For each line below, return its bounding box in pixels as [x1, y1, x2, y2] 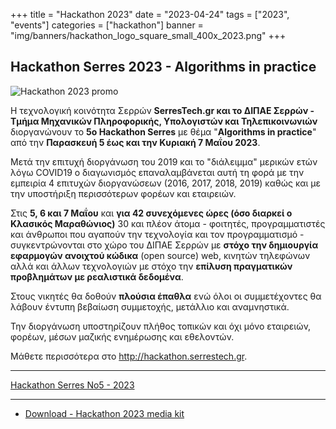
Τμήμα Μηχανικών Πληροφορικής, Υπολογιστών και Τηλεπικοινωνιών [10, 115, 318, 127]
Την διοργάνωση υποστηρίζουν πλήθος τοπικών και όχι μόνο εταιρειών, [10, 320, 312, 332]
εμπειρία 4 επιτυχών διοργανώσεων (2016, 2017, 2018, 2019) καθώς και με [10, 177, 322, 189]
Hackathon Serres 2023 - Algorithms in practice [10, 59, 317, 76]
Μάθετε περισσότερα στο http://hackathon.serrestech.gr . [10, 350, 248, 362]
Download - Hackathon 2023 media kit [24, 407, 185, 419]
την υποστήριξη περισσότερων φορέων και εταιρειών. [10, 187, 237, 199]
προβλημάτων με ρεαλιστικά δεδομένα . [10, 270, 184, 283]
